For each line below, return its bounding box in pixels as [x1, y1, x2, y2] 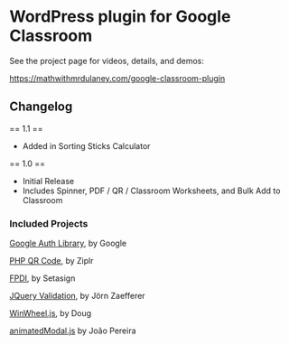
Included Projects [9, 217, 89, 229]
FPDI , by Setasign [9, 273, 76, 284]
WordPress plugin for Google [9, 6, 231, 27]
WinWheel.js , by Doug [9, 308, 92, 319]
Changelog [9, 99, 73, 115]
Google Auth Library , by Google [9, 238, 127, 249]
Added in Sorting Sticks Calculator [22, 140, 151, 151]
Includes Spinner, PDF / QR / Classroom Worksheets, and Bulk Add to [22, 185, 281, 196]
